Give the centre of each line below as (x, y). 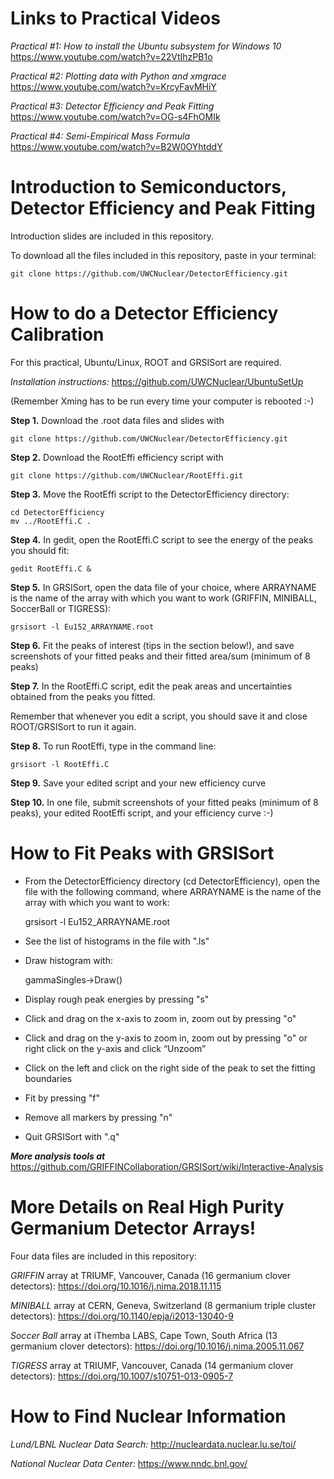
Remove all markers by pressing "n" (98, 1117)
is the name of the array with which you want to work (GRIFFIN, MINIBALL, (164, 598)
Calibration (57, 334)
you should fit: (40, 550)
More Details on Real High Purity (147, 1206)
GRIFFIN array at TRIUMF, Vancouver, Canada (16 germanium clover (150, 1275)
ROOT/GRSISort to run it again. (73, 726)
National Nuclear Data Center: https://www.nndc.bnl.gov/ (129, 1463)
